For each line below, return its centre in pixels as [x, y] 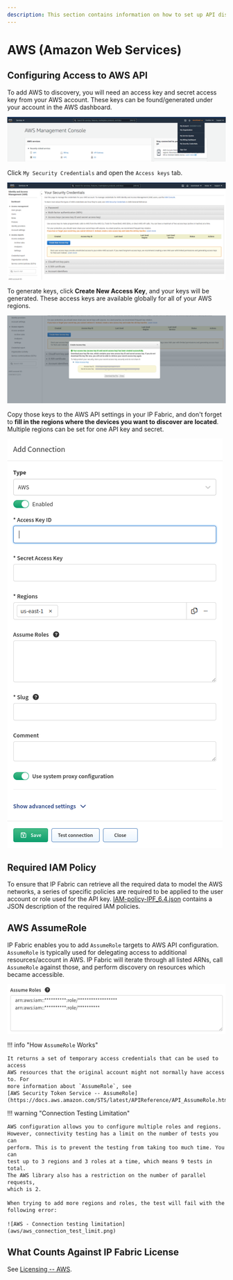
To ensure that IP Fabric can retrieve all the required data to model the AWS [115, 884]
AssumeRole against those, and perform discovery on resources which [106, 967]
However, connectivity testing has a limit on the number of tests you [113, 1133]
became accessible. [36, 974]
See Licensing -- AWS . [40, 1269]
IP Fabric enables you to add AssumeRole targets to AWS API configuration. [113, 945]
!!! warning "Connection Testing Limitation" [69, 1113]
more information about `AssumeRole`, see [69, 1086]
